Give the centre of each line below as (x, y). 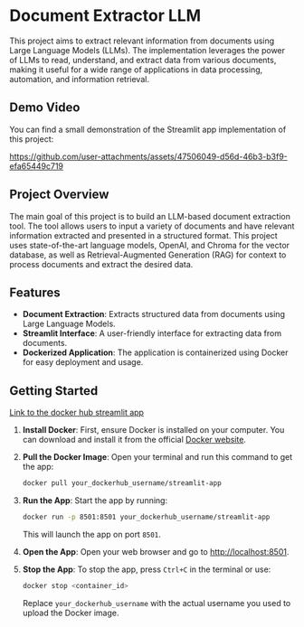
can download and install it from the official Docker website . (134, 440)
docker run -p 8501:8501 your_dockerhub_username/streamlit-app (146, 517)
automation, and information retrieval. (79, 79)
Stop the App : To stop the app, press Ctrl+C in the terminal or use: (147, 569)
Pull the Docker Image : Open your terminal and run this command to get (157, 457)
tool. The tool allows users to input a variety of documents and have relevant (152, 226)
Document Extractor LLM (105, 16)
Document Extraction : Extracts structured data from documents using (153, 314)
